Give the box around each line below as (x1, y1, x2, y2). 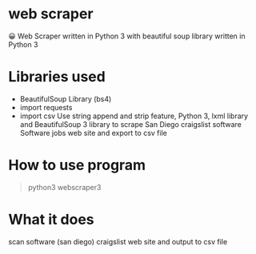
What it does (8, 211, 94, 228)
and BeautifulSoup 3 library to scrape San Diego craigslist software (19, 119, 242, 129)
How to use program (8, 157, 146, 174)
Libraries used (8, 68, 106, 86)
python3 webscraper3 (27, 182, 102, 192)
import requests (19, 102, 73, 112)
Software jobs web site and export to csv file (19, 128, 168, 137)
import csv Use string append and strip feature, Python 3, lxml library (19, 111, 249, 121)
